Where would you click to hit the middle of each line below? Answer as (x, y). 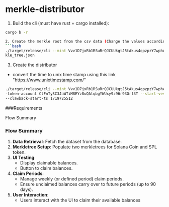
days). (27, 189)
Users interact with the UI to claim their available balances (80, 200)
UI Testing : (24, 158)
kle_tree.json (20, 55)
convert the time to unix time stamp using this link (64, 75)
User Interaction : (30, 195)
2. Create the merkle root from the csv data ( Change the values (75, 41)
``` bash (13, 46)
